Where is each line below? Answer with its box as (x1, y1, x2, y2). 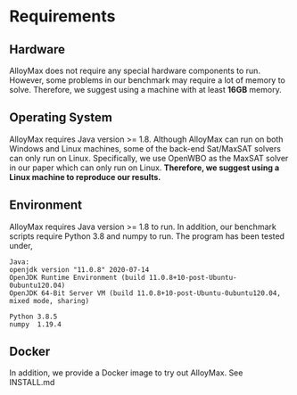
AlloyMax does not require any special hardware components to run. (9, 65, 261, 76)
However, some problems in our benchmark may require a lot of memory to (9, 75, 285, 86)
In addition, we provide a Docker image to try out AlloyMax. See (9, 367, 243, 378)
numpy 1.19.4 (9, 319, 62, 329)
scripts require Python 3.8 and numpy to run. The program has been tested (9, 230, 285, 242)
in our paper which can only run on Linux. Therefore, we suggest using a (9, 162, 280, 173)
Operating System (9, 110, 113, 126)
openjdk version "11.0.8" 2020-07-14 (9, 265, 150, 274)
